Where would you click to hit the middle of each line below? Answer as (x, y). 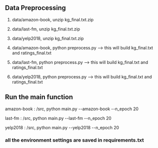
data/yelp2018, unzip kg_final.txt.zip (48, 38)
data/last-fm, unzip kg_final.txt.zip (46, 29)
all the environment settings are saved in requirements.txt (74, 140)
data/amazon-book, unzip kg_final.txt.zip (53, 19)
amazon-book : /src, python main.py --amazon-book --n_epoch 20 (72, 109)
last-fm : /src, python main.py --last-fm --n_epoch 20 (58, 118)
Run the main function (39, 97)
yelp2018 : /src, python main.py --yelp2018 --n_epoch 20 (62, 127)
